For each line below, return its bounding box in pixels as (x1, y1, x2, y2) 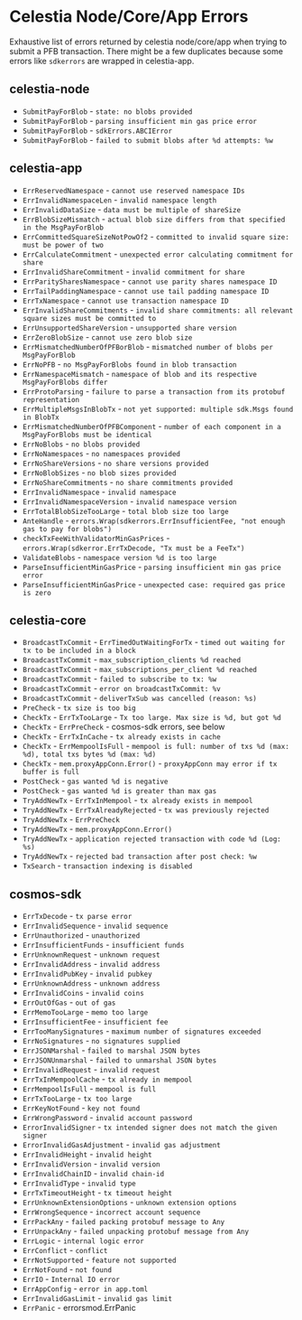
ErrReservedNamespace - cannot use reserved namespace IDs (22, 184, 245, 195)
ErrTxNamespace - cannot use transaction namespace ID (22, 295, 229, 305)
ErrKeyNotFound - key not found (22, 1102, 141, 1113)
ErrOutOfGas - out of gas (22, 997, 116, 1008)
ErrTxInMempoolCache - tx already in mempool (22, 1073, 193, 1085)
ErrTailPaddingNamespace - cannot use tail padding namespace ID (22, 285, 270, 295)
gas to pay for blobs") (22, 524, 113, 534)
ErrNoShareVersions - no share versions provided (22, 457, 209, 468)
